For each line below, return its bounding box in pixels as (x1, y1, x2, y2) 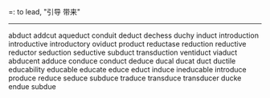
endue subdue (8, 82, 56, 91)
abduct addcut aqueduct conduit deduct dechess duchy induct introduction (8, 31, 260, 40)
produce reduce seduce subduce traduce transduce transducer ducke (8, 73, 242, 83)
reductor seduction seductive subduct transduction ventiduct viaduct (8, 47, 238, 57)
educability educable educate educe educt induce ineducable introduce (8, 65, 247, 74)
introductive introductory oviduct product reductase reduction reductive (8, 39, 247, 48)
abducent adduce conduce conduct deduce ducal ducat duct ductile (8, 56, 236, 66)
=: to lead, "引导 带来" (8, 7, 81, 16)
